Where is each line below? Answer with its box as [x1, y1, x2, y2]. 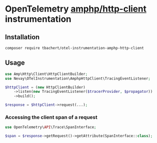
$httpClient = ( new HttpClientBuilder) [5, 85, 86, 90]
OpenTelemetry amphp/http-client [5, 3, 147, 14]
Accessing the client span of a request [5, 114, 98, 120]
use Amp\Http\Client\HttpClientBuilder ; [5, 71, 88, 76]
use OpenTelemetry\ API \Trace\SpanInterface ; [5, 125, 96, 130]
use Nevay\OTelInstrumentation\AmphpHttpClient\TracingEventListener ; [5, 76, 151, 81]
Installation [5, 33, 40, 41]
